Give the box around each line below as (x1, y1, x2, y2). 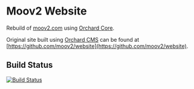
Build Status (6, 60, 53, 70)
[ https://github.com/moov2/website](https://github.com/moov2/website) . (6, 42, 189, 50)
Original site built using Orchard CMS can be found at (6, 36, 140, 43)
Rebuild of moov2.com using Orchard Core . (6, 24, 115, 31)
